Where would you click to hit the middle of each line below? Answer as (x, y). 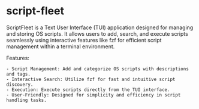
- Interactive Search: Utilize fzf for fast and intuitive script (91, 79)
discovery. (20, 85)
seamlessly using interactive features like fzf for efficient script (84, 40)
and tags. (19, 74)
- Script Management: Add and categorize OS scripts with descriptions (97, 69)
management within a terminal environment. (61, 46)
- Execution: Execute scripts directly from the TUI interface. (88, 90)
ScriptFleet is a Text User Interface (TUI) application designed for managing (100, 27)
